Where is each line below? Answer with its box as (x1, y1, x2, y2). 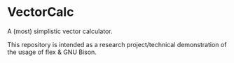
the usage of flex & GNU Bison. (7, 48, 97, 56)
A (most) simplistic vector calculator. (7, 27, 113, 35)
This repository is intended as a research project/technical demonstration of (7, 40, 227, 48)
